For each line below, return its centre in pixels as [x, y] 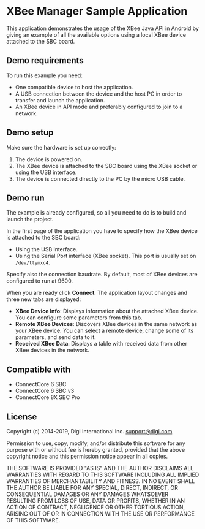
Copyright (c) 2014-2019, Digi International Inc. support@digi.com [89, 431]
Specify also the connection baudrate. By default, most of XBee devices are [102, 275]
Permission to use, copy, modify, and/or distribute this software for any [96, 443]
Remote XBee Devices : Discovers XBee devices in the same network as [106, 324]
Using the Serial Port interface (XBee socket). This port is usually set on [106, 256]
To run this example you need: [44, 75]
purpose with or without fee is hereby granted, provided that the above [96, 450]
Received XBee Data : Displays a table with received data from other [101, 344]
